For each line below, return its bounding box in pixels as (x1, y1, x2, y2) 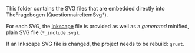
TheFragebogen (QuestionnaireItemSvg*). (6, 11, 108, 18)
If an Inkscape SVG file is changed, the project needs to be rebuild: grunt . (6, 41, 184, 47)
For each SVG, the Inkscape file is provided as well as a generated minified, (6, 23, 190, 29)
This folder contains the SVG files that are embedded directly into (6, 5, 165, 12)
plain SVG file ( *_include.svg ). (6, 29, 80, 36)
